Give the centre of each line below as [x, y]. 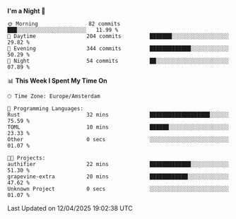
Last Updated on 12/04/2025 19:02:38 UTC [70, 208]
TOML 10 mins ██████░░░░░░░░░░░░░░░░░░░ [118, 127]
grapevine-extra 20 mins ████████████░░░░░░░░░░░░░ [118, 177]
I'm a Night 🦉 [26, 11]
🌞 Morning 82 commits [64, 24]
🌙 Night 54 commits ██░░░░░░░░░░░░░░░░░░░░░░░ [118, 61]
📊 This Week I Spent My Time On [57, 81]
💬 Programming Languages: [45, 109]
